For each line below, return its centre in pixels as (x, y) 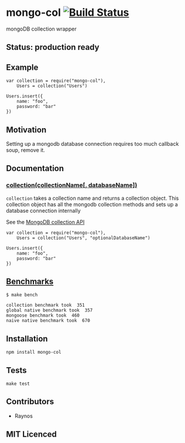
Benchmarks (30, 282)
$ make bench (22, 295)
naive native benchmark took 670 (48, 321)
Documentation (35, 168)
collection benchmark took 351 (45, 306)
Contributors (30, 402)
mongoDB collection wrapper (42, 29)
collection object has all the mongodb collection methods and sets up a (92, 204)
